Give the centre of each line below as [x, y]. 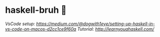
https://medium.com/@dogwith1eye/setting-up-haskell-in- [96, 24]
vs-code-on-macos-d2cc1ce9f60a [41, 29]
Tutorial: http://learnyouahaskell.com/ [116, 29]
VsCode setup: [20, 24]
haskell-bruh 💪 [36, 10]
